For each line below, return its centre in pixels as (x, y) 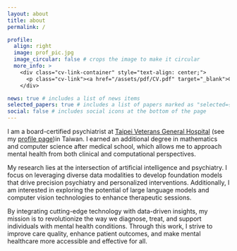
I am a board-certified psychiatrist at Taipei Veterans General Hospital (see (116, 131)
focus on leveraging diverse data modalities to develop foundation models (115, 175)
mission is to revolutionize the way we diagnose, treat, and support (105, 219)
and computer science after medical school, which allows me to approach (115, 146)
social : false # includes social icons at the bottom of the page (107, 111)
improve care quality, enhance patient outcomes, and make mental (104, 234)
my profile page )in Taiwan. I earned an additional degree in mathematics (113, 139)
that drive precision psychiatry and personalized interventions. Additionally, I (119, 183)
